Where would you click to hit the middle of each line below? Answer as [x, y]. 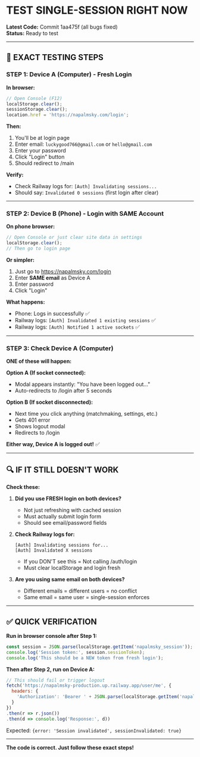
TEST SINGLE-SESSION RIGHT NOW [97, 10]
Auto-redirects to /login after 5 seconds [63, 391]
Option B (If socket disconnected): [50, 402]
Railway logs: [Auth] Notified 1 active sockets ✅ [77, 327]
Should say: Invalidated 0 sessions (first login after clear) [87, 193]
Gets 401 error [32, 420]
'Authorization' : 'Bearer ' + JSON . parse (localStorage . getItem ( [98, 697]
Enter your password [40, 151]
